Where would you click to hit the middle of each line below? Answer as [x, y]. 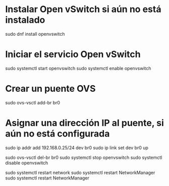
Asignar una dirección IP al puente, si [84, 123]
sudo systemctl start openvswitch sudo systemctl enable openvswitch [78, 68]
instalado [25, 20]
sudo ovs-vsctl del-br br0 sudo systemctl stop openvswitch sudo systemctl [84, 157]
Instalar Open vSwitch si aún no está [83, 9]
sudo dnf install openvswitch [35, 34]
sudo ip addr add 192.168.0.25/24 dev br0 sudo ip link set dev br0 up [77, 148]
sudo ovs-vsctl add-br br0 [33, 102]
